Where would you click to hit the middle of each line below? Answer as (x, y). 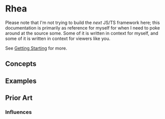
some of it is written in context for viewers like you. (58, 38)
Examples (21, 81)
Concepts (21, 64)
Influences (19, 112)
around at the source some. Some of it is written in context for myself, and (82, 33)
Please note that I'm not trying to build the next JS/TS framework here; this (82, 22)
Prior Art (19, 98)
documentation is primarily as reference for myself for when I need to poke (83, 27)
